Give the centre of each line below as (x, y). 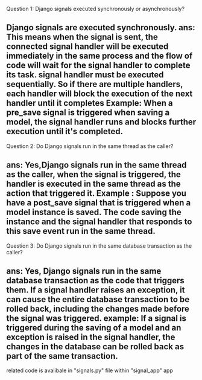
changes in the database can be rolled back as (95, 347)
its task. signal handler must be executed (85, 75)
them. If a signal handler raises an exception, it (96, 290)
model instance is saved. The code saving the (94, 212)
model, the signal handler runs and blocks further (101, 122)
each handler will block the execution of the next (99, 94)
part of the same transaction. (62, 356)
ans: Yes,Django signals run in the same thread (96, 165)
